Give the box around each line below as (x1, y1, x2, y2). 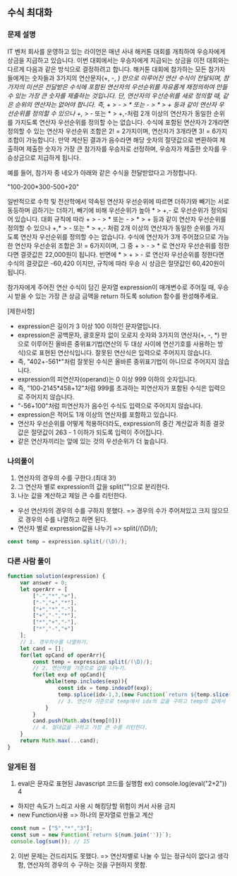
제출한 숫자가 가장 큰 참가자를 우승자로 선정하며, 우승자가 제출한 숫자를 (25, 144, 220, 153)
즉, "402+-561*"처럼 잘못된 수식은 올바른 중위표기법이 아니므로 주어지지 (17, 357, 217, 366)
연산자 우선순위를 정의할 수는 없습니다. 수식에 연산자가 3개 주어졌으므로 (20, 232, 217, 241)
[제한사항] (7, 306, 35, 315)
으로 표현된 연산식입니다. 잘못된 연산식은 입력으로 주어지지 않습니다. (25, 348, 212, 357)
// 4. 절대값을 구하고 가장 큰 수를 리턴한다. (32, 724, 148, 731)
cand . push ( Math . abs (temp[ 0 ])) (32, 717, 121, 725)
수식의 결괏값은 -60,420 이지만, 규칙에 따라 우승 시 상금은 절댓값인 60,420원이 (7, 259, 225, 267)
